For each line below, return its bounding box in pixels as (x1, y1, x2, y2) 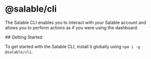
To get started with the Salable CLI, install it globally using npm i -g (5, 43, 140, 49)
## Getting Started (5, 34, 43, 40)
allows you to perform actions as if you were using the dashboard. (5, 24, 138, 30)
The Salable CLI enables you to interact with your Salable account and (5, 20, 147, 25)
